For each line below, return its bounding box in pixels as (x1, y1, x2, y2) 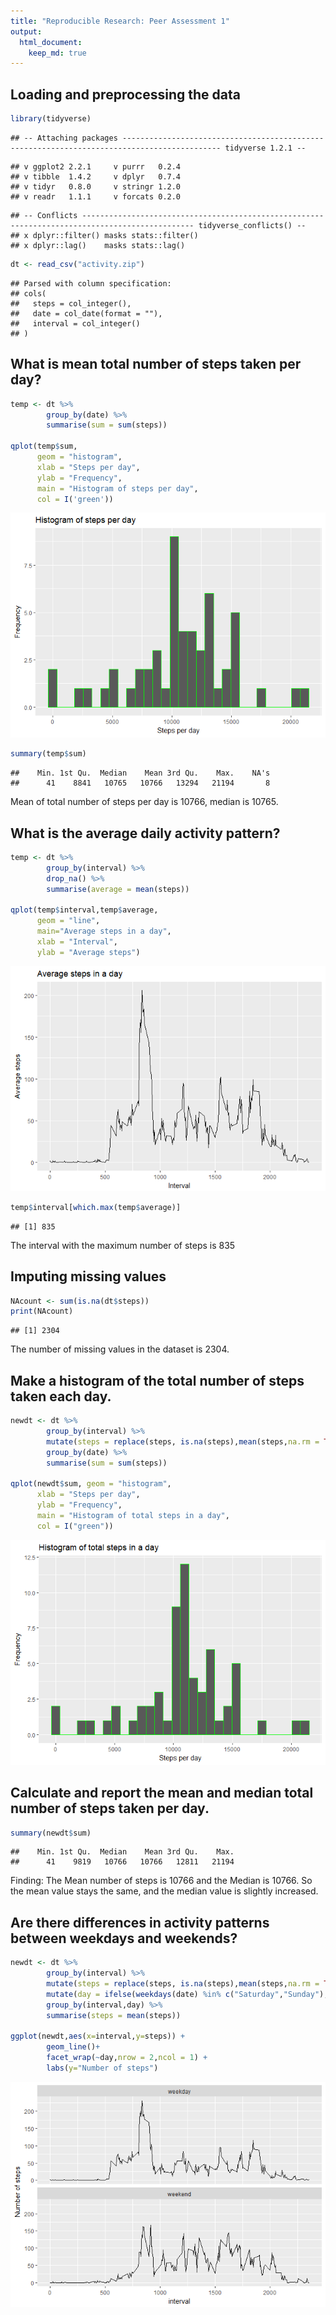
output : (10, 26, 43, 37)
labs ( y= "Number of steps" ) (46, 2063, 159, 2073)
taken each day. (10, 1388, 112, 1405)
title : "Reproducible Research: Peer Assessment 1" (10, 16, 230, 26)
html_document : (19, 37, 83, 47)
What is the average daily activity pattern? (10, 825, 281, 842)
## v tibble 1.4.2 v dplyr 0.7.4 (10, 171, 182, 182)
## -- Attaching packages (10, 133, 118, 143)
